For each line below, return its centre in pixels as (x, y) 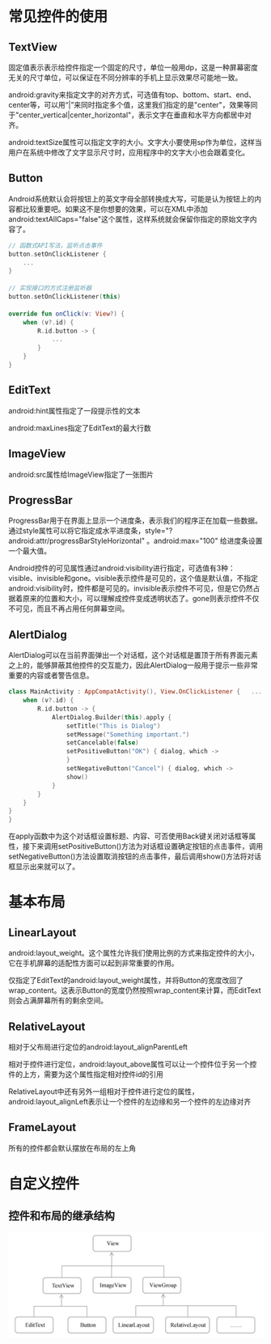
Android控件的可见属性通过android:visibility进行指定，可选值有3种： (122, 568)
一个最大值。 (30, 551)
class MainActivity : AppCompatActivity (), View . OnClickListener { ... (135, 692)
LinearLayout (42, 933)
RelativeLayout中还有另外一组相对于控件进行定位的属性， (104, 1092)
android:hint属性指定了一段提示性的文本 (74, 410)
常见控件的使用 (58, 17)
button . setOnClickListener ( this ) (65, 297)
